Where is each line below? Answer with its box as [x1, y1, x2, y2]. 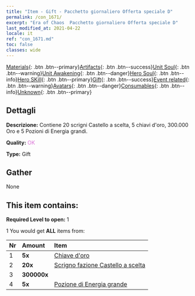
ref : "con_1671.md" [6, 36, 54, 42]
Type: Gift [6, 150, 31, 157]
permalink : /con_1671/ [6, 14, 62, 20]
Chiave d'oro [54, 252, 90, 260]
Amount [21, 242, 45, 250]
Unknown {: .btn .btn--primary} [17, 88, 92, 95]
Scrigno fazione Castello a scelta [54, 261, 146, 269]
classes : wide [6, 47, 41, 53]
